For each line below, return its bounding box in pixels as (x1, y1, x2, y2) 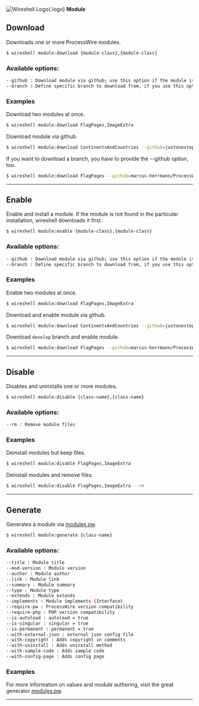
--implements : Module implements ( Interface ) (6, 599, 123, 604)
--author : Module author (6, 571, 70, 577)
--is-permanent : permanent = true (6, 626, 94, 632)
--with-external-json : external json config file (6, 631, 134, 638)
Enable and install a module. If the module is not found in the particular (6, 211, 179, 218)
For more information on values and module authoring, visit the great (6, 681, 174, 688)
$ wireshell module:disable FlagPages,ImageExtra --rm (6, 483, 145, 489)
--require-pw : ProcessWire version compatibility (6, 604, 134, 610)
